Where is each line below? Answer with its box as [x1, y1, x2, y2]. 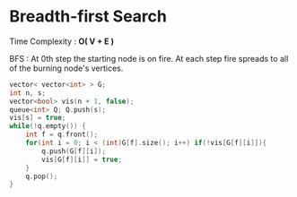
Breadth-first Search [9, 6, 168, 27]
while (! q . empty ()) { [9, 122, 87, 131]
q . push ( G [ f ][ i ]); [41, 146, 106, 156]
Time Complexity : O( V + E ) [9, 36, 115, 47]
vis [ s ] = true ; [9, 114, 66, 123]
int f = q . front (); [25, 130, 99, 140]
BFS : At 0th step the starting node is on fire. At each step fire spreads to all [9, 53, 289, 64]
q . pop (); [25, 172, 58, 181]
